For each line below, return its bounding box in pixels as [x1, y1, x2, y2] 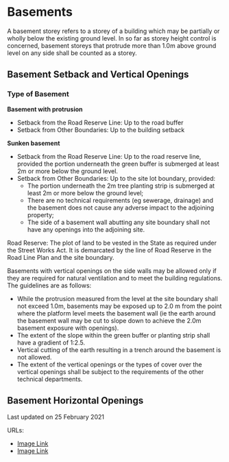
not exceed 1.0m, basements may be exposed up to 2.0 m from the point [16, 302, 222, 310]
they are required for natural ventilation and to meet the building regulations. [7, 274, 223, 282]
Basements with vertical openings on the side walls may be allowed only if [7, 266, 217, 275]
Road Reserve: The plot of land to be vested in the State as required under [7, 239, 217, 247]
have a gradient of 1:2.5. [16, 338, 86, 346]
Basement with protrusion [7, 104, 83, 113]
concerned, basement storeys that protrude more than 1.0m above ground [7, 41, 217, 49]
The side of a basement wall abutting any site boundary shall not [27, 218, 210, 226]
